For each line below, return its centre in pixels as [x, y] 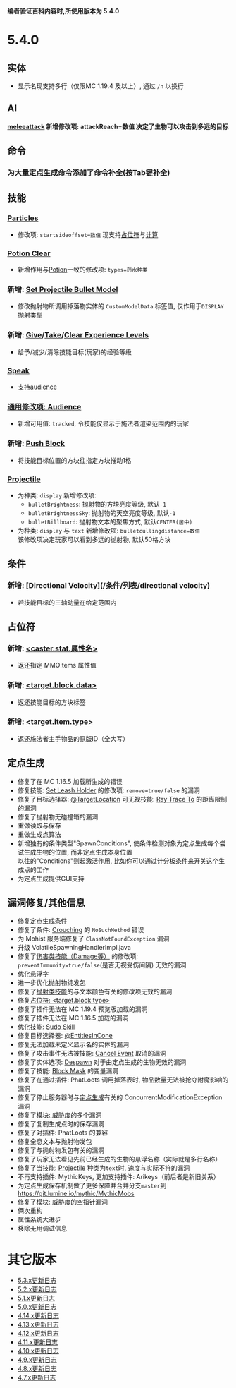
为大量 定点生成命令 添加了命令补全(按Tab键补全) [89, 173]
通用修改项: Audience [44, 406]
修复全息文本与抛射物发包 [55, 1142]
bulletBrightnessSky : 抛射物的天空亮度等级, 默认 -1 [102, 513]
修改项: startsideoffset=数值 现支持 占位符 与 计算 [88, 234]
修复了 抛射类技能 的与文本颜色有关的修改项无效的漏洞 [95, 991]
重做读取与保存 [39, 826]
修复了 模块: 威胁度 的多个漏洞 [60, 1115]
